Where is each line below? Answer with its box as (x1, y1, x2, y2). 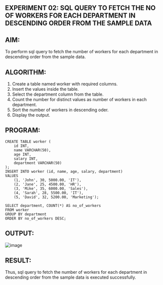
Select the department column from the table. (12, 91, 104, 97)
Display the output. (12, 112, 50, 118)
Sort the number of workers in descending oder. (12, 107, 109, 113)
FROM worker (5, 207, 29, 212)
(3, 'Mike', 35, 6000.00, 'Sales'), (14, 186, 89, 191)
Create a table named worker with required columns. (12, 81, 118, 87)
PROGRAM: (5, 126, 40, 135)
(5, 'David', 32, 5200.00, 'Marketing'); (14, 195, 99, 200)
